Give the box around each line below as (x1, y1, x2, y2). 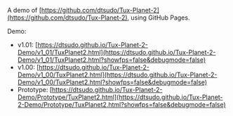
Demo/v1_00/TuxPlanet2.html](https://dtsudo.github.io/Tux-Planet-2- (17, 70, 218, 79)
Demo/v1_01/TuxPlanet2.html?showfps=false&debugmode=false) (17, 56, 206, 64)
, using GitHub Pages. (127, 13, 190, 22)
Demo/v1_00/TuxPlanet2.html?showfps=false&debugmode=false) (17, 78, 208, 86)
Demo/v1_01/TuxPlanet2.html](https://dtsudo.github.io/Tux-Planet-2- (17, 49, 216, 56)
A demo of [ (7, 6, 42, 14)
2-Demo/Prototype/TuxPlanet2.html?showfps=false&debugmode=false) (17, 101, 226, 108)
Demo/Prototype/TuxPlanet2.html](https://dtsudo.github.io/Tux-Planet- (17, 93, 223, 101)
